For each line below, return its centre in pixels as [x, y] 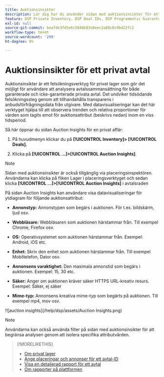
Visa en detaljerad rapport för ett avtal [62, 364]
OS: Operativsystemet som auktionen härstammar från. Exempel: [77, 237]
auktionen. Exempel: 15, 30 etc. [43, 271]
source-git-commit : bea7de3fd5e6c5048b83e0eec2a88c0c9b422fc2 [70, 28]
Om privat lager [40, 353]
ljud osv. [20, 213]
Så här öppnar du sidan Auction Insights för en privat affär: [64, 129]
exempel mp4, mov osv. [36, 301]
